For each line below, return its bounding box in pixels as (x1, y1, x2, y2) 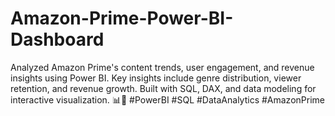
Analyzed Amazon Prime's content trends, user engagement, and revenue (10, 61, 315, 73)
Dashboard (10, 28, 105, 51)
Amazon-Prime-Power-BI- (10, 7, 234, 30)
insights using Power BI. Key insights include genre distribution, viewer (10, 72, 302, 84)
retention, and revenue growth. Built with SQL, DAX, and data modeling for (10, 82, 317, 94)
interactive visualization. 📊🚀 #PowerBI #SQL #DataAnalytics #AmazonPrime (10, 93, 325, 106)
